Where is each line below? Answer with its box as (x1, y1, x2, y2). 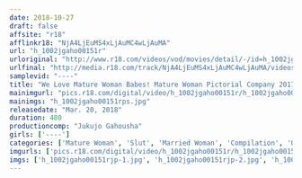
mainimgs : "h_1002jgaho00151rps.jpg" (9, 96, 151, 106)
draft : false (9, 22, 58, 31)
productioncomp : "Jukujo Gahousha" (9, 122, 143, 131)
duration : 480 (9, 113, 63, 122)
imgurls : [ (9, 147, 50, 156)
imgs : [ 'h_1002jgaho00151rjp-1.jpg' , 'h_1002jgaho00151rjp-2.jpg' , (9, 155, 268, 165)
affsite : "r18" (9, 30, 67, 39)
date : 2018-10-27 (9, 13, 75, 22)
